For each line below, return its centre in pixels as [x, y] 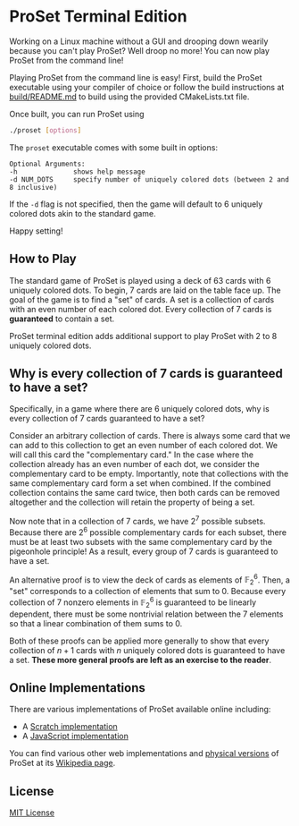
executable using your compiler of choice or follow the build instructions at [147, 87]
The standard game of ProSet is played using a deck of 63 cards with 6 [140, 280]
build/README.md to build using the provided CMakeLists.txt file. [129, 97]
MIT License [32, 813]
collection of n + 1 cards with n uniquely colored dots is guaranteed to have [147, 650]
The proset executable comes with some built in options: [114, 147]
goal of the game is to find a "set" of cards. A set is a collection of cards [142, 299]
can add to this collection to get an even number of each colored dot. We [144, 446]
